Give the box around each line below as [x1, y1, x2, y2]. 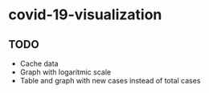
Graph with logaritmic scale [19, 67, 111, 77]
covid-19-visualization [8, 6, 162, 24]
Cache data [19, 59, 59, 68]
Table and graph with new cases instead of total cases [19, 76, 201, 85]
